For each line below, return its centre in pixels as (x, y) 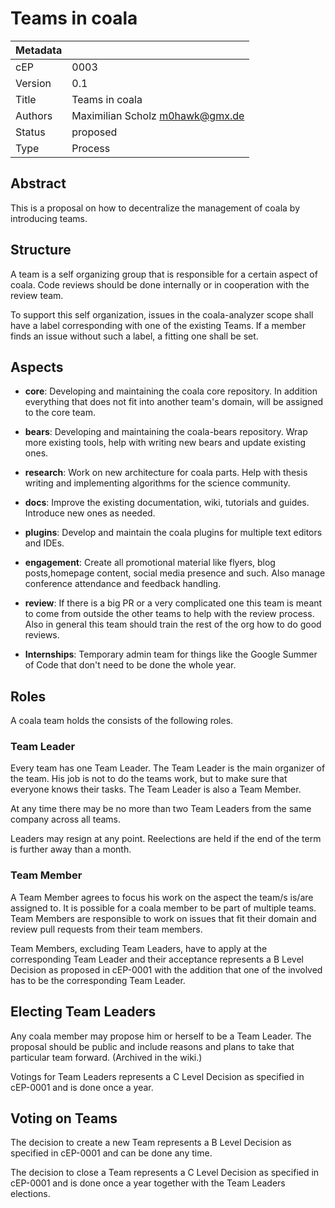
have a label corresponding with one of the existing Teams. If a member (158, 325)
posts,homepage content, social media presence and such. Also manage (175, 573)
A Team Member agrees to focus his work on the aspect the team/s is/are (162, 897)
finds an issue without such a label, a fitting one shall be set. (134, 336)
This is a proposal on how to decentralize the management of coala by (155, 208)
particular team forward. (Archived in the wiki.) (106, 1057)
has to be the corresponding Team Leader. (98, 980)
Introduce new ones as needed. (90, 513)
